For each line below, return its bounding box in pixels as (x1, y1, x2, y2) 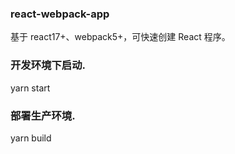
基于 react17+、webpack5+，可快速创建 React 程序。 (10, 31, 231, 43)
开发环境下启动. (10, 58, 86, 72)
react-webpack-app (10, 7, 110, 21)
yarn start (10, 82, 51, 94)
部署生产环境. (10, 108, 76, 122)
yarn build (10, 132, 52, 144)
